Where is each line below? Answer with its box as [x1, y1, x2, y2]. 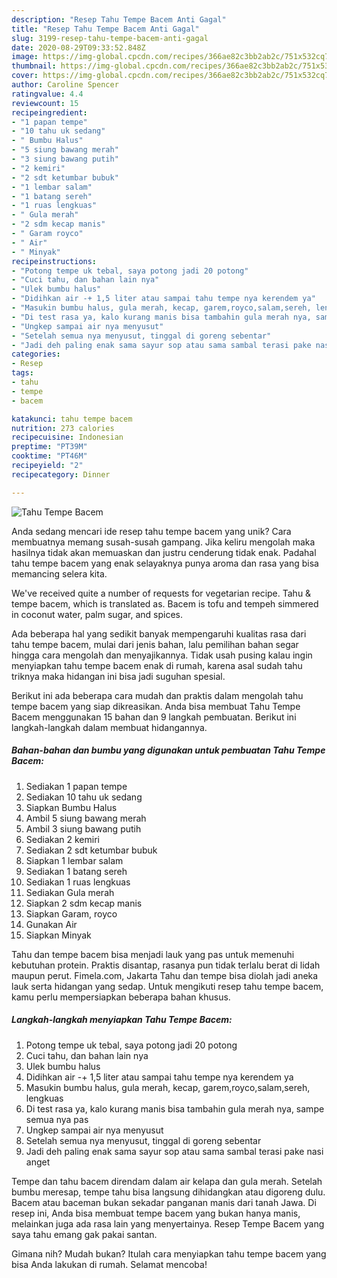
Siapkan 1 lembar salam [25, 854, 124, 866]
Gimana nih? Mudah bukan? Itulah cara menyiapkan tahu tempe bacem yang [11, 1247, 327, 1260]
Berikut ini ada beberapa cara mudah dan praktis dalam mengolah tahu [11, 689, 304, 701]
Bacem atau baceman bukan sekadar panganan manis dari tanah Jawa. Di [11, 1196, 317, 1208]
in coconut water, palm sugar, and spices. [11, 608, 183, 620]
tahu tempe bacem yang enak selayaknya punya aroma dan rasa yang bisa [11, 557, 319, 569]
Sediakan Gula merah [25, 886, 115, 898]
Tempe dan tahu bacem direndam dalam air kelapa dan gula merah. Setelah [11, 1175, 323, 1187]
